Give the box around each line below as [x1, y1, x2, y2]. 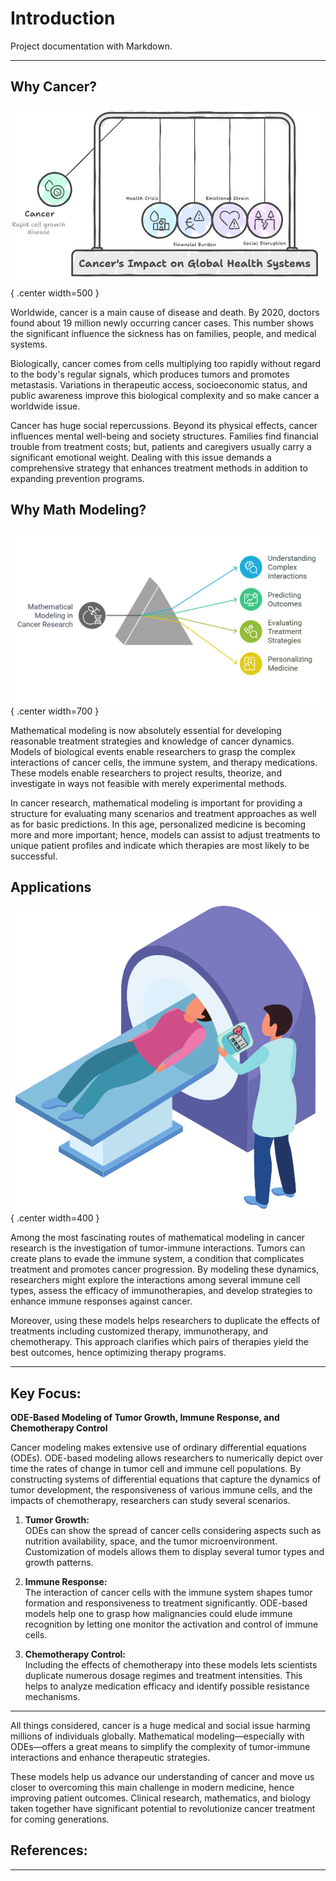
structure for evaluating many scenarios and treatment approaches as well [10, 807, 317, 819]
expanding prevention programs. [10, 472, 145, 484]
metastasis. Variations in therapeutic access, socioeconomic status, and [10, 378, 308, 391]
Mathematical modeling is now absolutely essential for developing [10, 724, 282, 736]
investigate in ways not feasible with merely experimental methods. [10, 777, 288, 789]
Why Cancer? [10, 78, 98, 96]
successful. [10, 850, 58, 862]
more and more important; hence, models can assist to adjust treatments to [10, 828, 321, 841]
